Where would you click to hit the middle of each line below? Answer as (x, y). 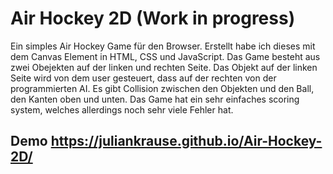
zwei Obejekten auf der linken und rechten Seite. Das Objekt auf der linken (164, 67)
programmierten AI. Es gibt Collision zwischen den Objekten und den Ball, (162, 88)
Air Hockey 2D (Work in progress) (153, 18)
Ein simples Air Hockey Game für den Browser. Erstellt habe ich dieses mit (163, 46)
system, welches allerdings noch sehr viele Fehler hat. (122, 109)
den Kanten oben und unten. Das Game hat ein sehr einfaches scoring (155, 99)
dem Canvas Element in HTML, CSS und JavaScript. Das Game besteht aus (165, 56)
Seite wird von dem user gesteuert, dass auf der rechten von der (143, 78)
